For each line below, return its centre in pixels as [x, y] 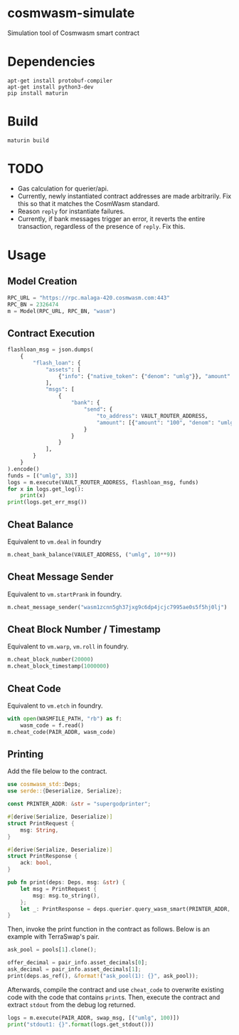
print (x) [33, 496]
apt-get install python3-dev [51, 87]
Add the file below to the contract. [58, 771]
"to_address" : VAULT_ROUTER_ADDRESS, [152, 416]
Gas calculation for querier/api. [63, 188]
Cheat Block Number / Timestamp [84, 629]
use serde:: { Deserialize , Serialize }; [65, 791]
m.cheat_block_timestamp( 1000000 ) [59, 666]
